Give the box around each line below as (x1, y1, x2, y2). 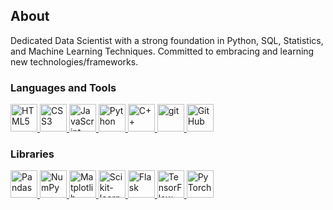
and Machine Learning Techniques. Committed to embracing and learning (10, 45, 315, 57)
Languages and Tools (10, 80, 117, 94)
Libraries (10, 147, 55, 161)
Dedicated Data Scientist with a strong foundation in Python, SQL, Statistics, (10, 34, 324, 46)
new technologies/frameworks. (10, 55, 139, 68)
